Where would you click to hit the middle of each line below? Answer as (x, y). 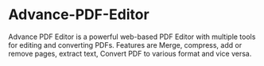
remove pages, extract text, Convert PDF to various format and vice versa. (130, 53)
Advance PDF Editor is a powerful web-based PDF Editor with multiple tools (132, 37)
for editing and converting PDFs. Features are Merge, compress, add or (125, 45)
